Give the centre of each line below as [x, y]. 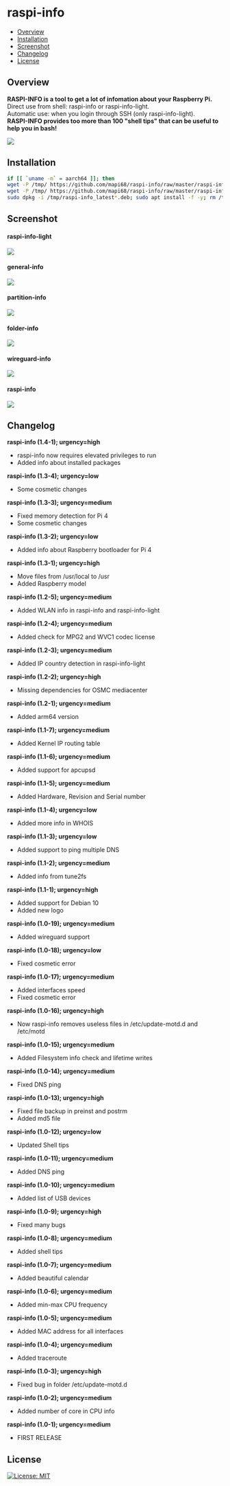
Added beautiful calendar [53, 1278]
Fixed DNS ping [39, 1085]
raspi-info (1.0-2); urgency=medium [60, 1398]
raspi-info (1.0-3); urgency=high [54, 1371]
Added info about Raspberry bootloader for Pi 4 [84, 550]
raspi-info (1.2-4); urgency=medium [60, 624]
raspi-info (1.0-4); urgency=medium [60, 1345]
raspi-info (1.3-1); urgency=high [54, 563]
